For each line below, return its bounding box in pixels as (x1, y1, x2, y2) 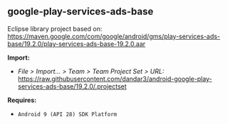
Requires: (7, 96, 37, 104)
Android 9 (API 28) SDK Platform (17, 111, 118, 118)
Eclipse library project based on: (7, 24, 103, 33)
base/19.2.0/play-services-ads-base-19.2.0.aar (7, 39, 146, 48)
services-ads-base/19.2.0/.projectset (17, 81, 127, 91)
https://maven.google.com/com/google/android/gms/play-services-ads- (7, 32, 221, 40)
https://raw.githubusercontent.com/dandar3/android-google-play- (17, 74, 212, 83)
